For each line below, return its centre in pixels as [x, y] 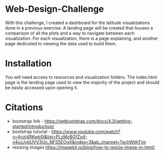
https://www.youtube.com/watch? [86, 131]
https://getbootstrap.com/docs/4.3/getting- [88, 121]
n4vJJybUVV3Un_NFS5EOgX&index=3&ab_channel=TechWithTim [79, 142]
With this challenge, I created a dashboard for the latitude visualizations [78, 23]
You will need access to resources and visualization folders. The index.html [81, 77]
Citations [24, 108]
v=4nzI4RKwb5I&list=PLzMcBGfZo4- [50, 137]
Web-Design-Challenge [55, 9]
